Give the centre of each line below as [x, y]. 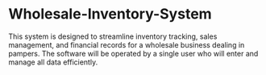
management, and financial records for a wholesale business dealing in [127, 44]
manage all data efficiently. [53, 62]
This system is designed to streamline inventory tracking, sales [113, 36]
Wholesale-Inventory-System [110, 14]
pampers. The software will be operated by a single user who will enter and [133, 53]
